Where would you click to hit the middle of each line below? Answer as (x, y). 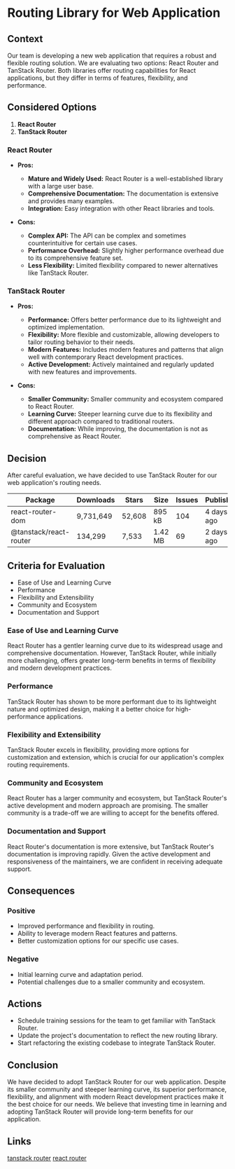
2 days (216, 532)
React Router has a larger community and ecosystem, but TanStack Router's (117, 798)
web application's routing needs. (54, 483)
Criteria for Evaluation (56, 566)
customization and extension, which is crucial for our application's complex (116, 757)
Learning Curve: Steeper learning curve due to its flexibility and (120, 414)
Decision (27, 458)
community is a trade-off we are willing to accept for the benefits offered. (113, 813)
